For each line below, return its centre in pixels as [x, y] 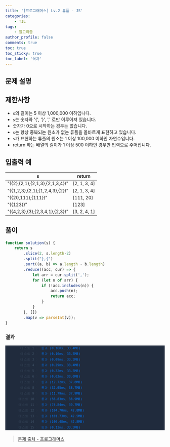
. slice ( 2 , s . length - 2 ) [47, 254]
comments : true [21, 43]
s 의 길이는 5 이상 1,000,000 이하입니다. [52, 113]
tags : [11, 27]
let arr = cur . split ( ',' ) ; [61, 275]
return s [24, 248]
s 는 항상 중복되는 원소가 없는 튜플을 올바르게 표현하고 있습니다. [74, 132]
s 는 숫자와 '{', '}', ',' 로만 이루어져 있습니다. [54, 119]
